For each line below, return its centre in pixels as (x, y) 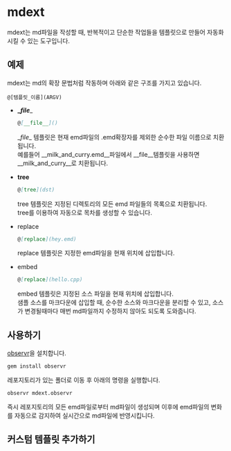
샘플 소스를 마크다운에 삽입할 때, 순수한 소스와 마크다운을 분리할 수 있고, (114, 303)
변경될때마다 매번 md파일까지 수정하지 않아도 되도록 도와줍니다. (110, 311)
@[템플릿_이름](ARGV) (35, 97)
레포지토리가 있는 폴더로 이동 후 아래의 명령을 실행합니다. (84, 380)
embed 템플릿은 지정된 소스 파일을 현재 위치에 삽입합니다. (95, 294)
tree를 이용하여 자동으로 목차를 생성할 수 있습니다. (84, 212)
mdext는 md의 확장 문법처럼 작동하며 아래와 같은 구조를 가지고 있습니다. (104, 83)
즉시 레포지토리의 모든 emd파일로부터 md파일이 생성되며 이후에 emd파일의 (108, 407)
